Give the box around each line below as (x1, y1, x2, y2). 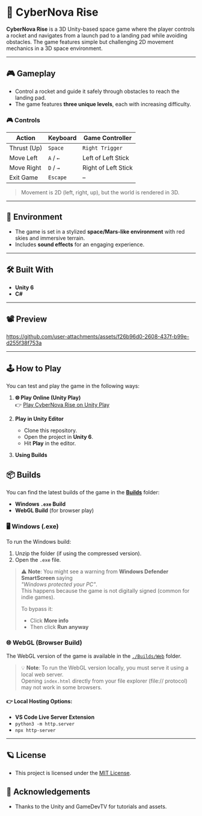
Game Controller (83, 134, 132, 142)
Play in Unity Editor (14, 415, 64, 422)
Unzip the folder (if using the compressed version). (14, 550, 142, 557)
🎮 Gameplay (6, 69, 56, 79)
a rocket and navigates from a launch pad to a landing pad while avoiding (6, 31, 188, 39)
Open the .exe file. (14, 556, 61, 564)
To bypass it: (20, 605, 53, 613)
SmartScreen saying (20, 575, 73, 582)
